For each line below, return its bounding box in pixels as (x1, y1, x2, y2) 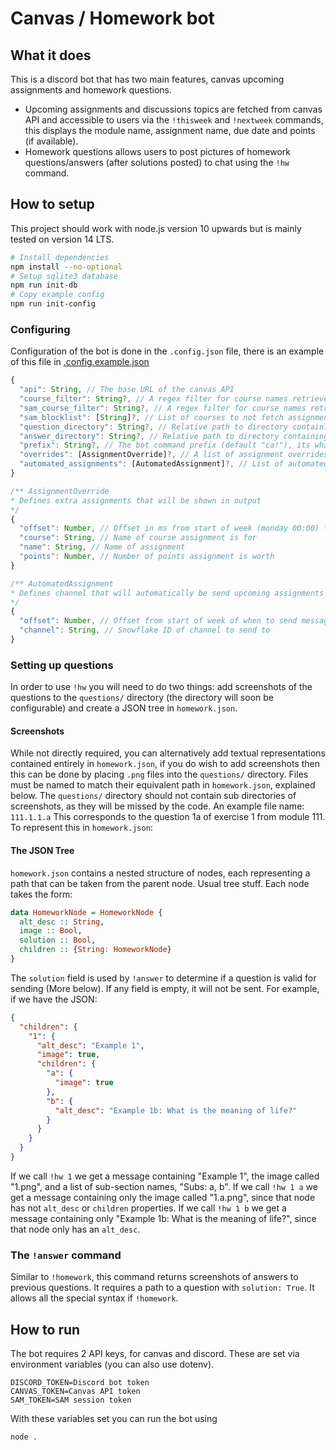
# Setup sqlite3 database (10, 271, 118, 281)
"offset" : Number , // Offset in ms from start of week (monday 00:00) (19, 523, 320, 534)
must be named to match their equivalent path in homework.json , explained (10, 779, 316, 791)
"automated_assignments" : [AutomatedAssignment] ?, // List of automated (19, 459, 329, 469)
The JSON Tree (10, 845, 75, 857)
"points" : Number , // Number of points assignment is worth (19, 552, 275, 562)
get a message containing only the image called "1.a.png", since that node (10, 1191, 316, 1203)
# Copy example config (10, 290, 105, 300)
